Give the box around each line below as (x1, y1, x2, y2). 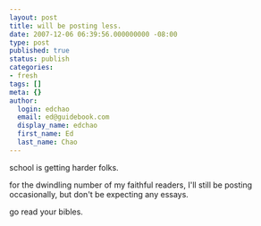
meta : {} (9, 88, 42, 96)
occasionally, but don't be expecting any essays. (9, 188, 189, 199)
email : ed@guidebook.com (17, 113, 110, 121)
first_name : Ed (17, 130, 74, 138)
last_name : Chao (17, 138, 78, 146)
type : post (9, 38, 50, 47)
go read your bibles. (9, 206, 83, 217)
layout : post (9, 13, 58, 22)
